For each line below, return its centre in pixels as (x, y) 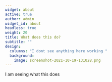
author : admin (20, 19)
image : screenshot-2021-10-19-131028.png (57, 60)
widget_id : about (23, 23)
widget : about (20, 10)
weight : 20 (16, 33)
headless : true (21, 28)
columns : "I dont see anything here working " (58, 51)
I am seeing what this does (32, 74)
